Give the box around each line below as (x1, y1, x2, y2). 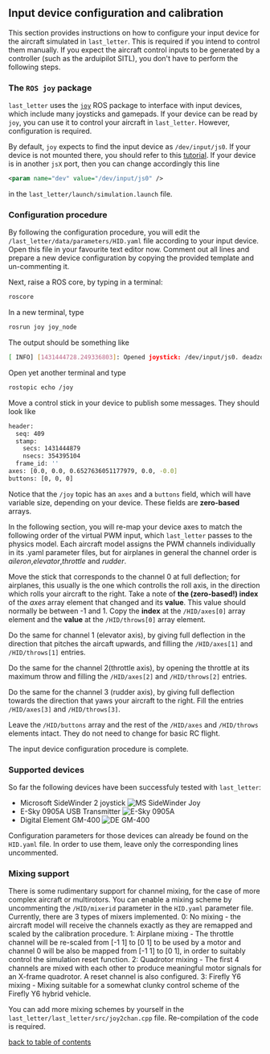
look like (8, 406, 36, 416)
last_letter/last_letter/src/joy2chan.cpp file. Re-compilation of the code (8, 1013, 259, 1023)
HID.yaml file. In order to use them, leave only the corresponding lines (8, 840, 239, 849)
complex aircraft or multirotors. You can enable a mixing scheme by (8, 894, 232, 905)
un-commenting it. (8, 262, 70, 272)
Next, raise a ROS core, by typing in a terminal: (8, 277, 163, 287)
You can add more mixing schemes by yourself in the (8, 1005, 185, 1015)
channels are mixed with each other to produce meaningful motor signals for (8, 963, 262, 973)
